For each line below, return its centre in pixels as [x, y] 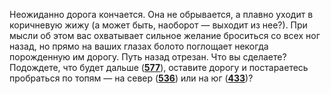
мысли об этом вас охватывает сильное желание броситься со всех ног [165, 35]
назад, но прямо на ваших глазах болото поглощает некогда [139, 46]
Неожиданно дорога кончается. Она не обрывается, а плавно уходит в [161, 14]
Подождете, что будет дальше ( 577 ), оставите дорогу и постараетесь [159, 67]
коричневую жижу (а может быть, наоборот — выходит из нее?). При [158, 25]
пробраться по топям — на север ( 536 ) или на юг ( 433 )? [131, 78]
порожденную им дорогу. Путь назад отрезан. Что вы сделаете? [148, 57]
